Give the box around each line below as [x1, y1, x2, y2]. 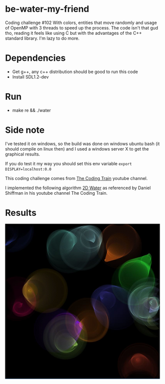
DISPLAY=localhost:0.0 [5, 167, 52, 172]
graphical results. [5, 151, 40, 157]
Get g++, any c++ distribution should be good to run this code [12, 69, 138, 75]
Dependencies [5, 52, 66, 64]
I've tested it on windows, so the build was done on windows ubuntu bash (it [5, 141, 160, 147]
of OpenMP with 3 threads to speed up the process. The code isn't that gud [5, 25, 159, 30]
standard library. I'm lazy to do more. [5, 35, 80, 41]
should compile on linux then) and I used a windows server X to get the [5, 146, 149, 152]
